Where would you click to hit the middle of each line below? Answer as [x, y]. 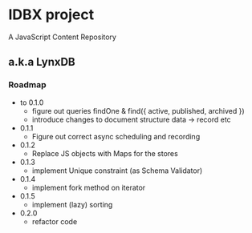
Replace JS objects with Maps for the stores [105, 153]
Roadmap [27, 85]
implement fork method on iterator [89, 187]
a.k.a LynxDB [42, 62]
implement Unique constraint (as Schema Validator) [117, 171]
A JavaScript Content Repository [62, 37]
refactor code [55, 221]
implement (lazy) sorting [72, 204]
